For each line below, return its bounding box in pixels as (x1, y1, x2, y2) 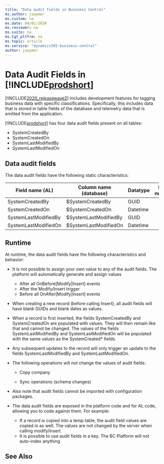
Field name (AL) (15, 187, 54, 194)
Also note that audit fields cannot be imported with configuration (12, 388, 143, 394)
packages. (12, 393, 34, 400)
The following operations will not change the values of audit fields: (12, 360, 146, 366)
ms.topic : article (5, 39, 42, 44)
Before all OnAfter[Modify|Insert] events (19, 291, 101, 297)
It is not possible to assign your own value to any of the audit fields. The (12, 266, 157, 272)
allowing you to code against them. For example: (12, 408, 110, 414)
